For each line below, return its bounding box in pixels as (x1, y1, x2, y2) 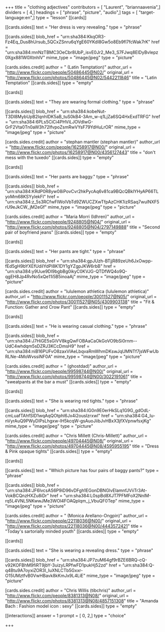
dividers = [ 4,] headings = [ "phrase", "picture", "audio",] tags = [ (5, 9, 138, 15)
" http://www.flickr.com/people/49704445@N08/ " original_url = (5, 438, 134, 443)
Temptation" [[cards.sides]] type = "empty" (5, 80, 94, 86)
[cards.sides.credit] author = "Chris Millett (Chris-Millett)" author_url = (5, 433, 148, 439)
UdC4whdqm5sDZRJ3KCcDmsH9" (5, 343, 76, 349)
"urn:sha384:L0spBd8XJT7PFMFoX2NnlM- (63, 493, 151, 499)
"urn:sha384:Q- (122, 562, 155, 568)
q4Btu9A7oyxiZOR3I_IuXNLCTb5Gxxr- (5, 568, 83, 573)
